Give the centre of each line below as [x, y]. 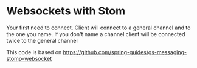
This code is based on [34, 52]
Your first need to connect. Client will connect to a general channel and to [98, 28]
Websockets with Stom [66, 11]
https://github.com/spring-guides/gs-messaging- [125, 52]
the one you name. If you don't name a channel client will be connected [96, 34]
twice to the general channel [42, 40]
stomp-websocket [29, 58]
